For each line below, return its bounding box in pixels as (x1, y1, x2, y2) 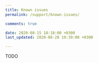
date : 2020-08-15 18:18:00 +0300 (5, 30, 75, 35)
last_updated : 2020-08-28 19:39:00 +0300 (5, 35, 93, 40)
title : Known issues (5, 7, 49, 13)
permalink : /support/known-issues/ (5, 12, 80, 17)
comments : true (5, 21, 37, 26)
